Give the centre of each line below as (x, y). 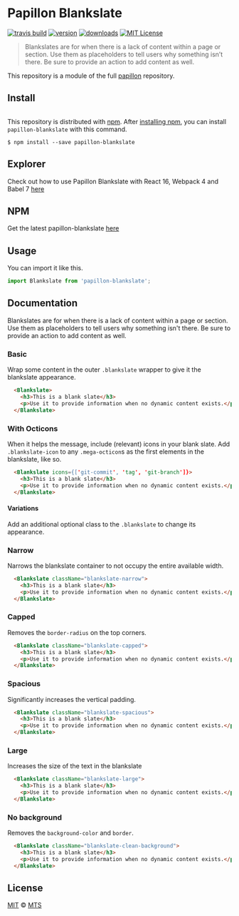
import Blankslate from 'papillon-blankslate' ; (79, 281)
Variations (23, 509)
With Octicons (33, 428)
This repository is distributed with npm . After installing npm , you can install (117, 121)
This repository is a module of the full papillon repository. (91, 76)
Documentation (43, 304)
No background (35, 817)
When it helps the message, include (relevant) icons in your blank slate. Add (119, 444)
